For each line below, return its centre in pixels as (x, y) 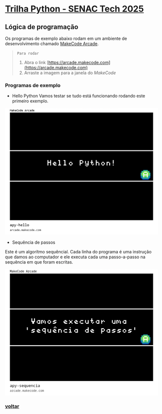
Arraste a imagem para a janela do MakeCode (70, 73)
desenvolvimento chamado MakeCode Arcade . (52, 44)
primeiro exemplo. (30, 101)
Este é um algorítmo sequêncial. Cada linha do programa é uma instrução (78, 251)
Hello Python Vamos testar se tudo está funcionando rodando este (79, 96)
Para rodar (28, 53)
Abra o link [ (36, 62)
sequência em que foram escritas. (39, 262)
